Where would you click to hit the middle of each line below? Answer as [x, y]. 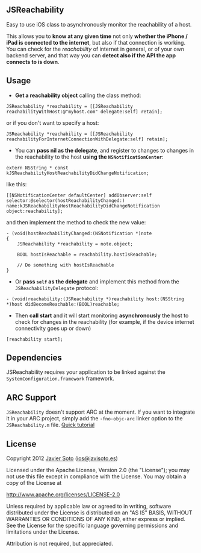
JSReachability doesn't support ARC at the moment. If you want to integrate [101, 412]
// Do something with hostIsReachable [66, 265]
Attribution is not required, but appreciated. [60, 544]
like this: [17, 184]
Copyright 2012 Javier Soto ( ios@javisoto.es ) [62, 458]
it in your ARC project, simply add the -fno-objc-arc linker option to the [94, 419]
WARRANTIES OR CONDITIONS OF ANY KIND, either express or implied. [96, 519]
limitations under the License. [43, 532]
